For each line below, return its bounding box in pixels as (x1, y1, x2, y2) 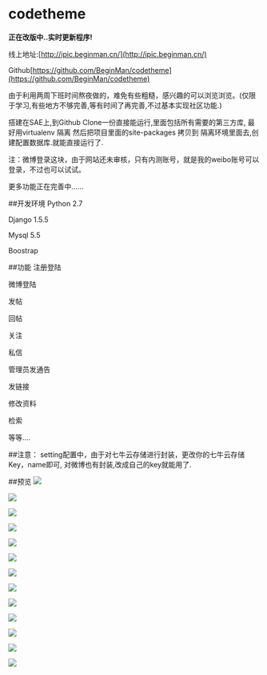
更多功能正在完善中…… (8, 181, 84, 191)
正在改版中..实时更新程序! (8, 32, 94, 42)
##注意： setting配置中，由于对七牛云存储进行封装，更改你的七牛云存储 (8, 450, 245, 459)
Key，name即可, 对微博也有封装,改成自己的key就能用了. (8, 459, 192, 469)
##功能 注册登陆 (8, 262, 62, 272)
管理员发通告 (8, 364, 50, 374)
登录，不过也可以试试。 (8, 164, 86, 174)
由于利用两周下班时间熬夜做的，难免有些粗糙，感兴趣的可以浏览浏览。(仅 (8, 90, 249, 100)
